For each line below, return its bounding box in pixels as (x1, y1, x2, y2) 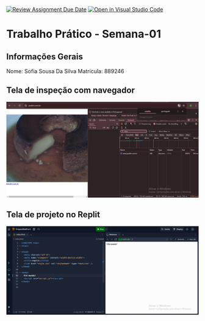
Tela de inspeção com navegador (6, 85, 135, 96)
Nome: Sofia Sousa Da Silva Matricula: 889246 (6, 68, 124, 74)
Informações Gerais (6, 51, 84, 62)
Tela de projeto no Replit (6, 209, 101, 220)
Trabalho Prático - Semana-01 (6, 27, 162, 41)
